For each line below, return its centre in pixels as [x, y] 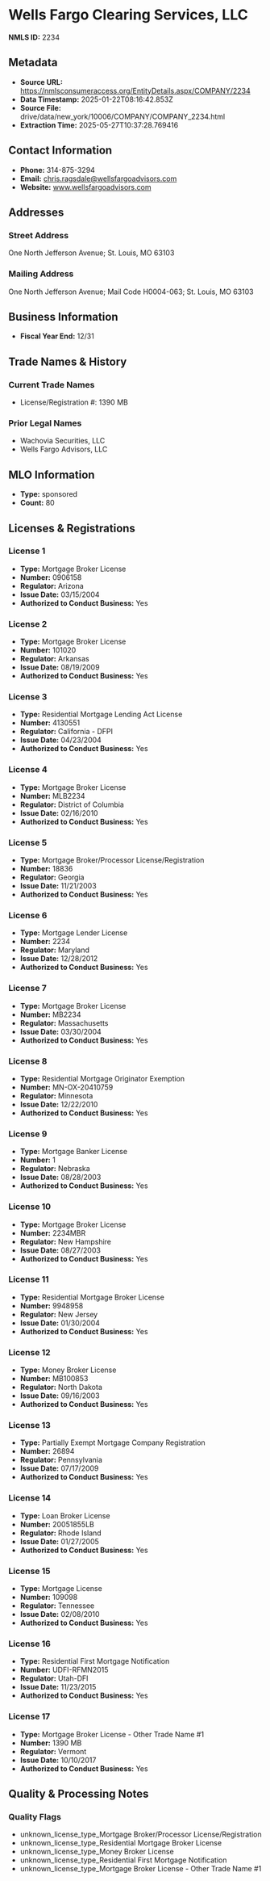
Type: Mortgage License [61, 1588]
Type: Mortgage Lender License [74, 933]
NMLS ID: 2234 [34, 37]
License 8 [28, 1061]
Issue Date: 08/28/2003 [60, 1178]
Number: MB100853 [54, 1379]
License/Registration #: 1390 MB [74, 402]
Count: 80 [37, 503]
